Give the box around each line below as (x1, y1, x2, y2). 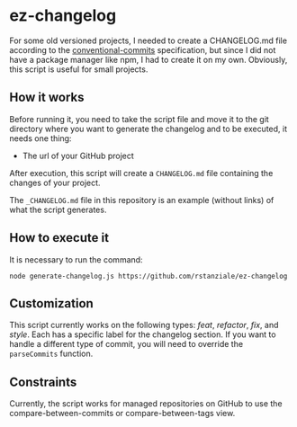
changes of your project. (9, 177, 101, 188)
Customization (9, 296, 94, 311)
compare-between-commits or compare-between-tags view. (9, 408, 236, 419)
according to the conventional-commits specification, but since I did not (9, 44, 276, 55)
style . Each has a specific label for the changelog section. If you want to (9, 329, 276, 340)
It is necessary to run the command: (9, 254, 143, 265)
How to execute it (9, 230, 110, 245)
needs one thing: (9, 132, 72, 144)
